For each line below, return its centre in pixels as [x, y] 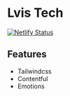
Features [27, 54]
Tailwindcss [34, 71]
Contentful [33, 78]
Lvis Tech [35, 13]
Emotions [31, 86]
